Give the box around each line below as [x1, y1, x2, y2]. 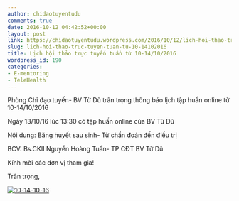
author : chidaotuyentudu [7, 10, 81, 18]
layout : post [7, 30, 46, 38]
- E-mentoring [7, 70, 50, 77]
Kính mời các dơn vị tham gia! [7, 158, 95, 167]
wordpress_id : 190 [7, 57, 62, 64]
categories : [7, 63, 43, 70]
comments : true [7, 17, 53, 24]
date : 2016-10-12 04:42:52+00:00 [7, 23, 107, 31]
